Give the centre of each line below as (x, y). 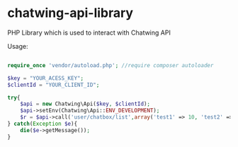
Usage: (18, 46)
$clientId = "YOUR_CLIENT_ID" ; (53, 85)
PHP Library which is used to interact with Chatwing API (89, 33)
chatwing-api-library (70, 13)
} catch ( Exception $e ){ (42, 124)
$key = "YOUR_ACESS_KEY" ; (45, 78)
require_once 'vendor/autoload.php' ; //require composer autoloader (110, 65)
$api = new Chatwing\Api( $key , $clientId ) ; (85, 104)
